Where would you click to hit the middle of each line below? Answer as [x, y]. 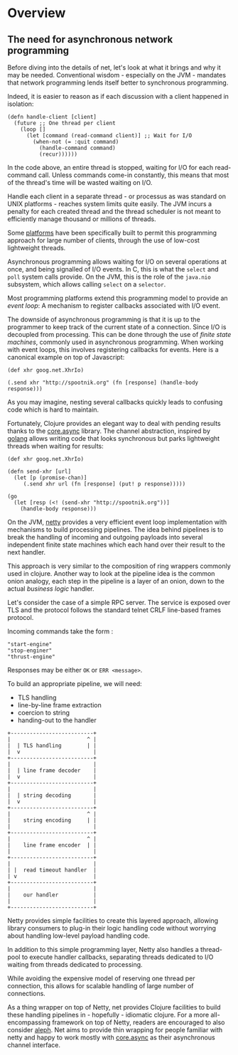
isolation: [21, 104]
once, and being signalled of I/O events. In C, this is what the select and [113, 269]
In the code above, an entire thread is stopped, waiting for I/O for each [110, 167]
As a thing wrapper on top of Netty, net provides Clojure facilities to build [114, 1007]
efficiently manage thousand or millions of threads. [82, 219]
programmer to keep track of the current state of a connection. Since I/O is [117, 327]
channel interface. [34, 1045]
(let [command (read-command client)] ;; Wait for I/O [109, 136]
